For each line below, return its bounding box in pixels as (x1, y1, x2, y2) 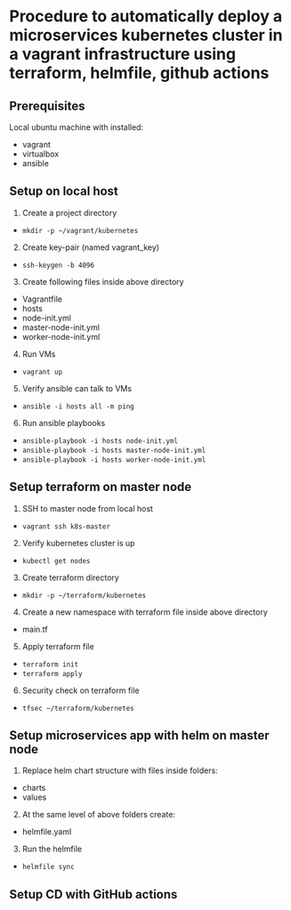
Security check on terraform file (21, 685, 140, 696)
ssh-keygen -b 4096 (21, 261, 95, 270)
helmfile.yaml (21, 826, 72, 837)
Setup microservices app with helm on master (9, 728, 270, 744)
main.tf (21, 624, 49, 634)
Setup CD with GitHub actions (9, 887, 178, 902)
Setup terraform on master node (9, 479, 192, 495)
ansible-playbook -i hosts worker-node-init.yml (21, 455, 206, 464)
